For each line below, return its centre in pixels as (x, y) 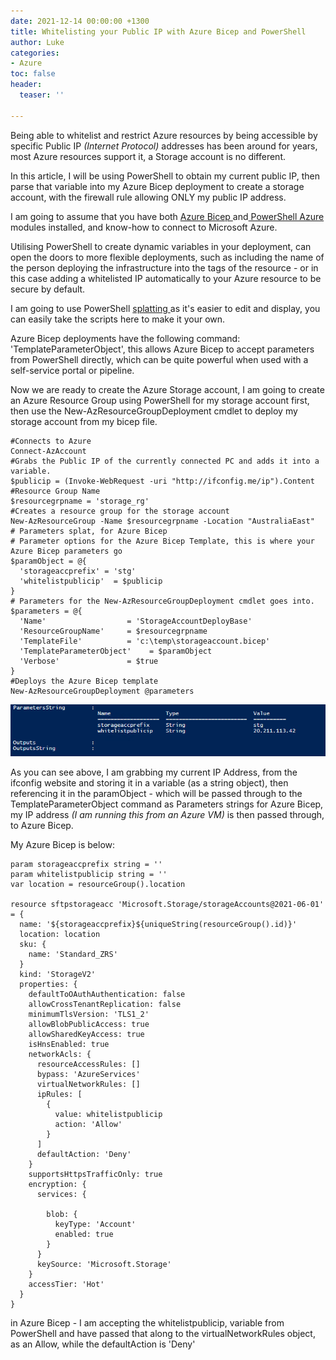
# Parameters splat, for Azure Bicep (89, 531)
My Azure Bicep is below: (63, 845)
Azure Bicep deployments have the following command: (125, 338)
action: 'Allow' (88, 1125)
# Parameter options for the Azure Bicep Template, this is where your (162, 541)
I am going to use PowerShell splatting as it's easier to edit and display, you (165, 308)
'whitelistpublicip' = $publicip (91, 581)
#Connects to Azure (51, 441)
